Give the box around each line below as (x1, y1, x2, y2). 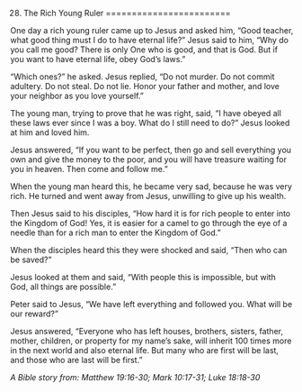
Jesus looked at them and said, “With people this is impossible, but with (10, 272, 277, 282)
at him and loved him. (10, 127, 90, 138)
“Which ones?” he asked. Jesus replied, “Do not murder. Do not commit (10, 71, 275, 82)
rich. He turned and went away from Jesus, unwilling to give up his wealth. (10, 191, 287, 201)
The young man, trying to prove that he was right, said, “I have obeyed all (10, 108, 282, 118)
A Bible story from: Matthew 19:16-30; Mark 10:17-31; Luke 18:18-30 (10, 372, 261, 382)
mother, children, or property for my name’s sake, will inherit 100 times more (10, 335, 292, 346)
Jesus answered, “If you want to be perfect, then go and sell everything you (10, 144, 291, 155)
